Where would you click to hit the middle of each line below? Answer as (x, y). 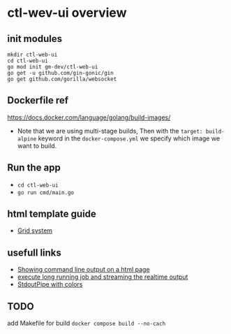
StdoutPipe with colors (50, 284)
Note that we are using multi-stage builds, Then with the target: (110, 131)
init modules (35, 39)
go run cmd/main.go (46, 193)
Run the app (34, 168)
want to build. (37, 145)
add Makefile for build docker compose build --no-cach (87, 324)
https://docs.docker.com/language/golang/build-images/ (89, 117)
